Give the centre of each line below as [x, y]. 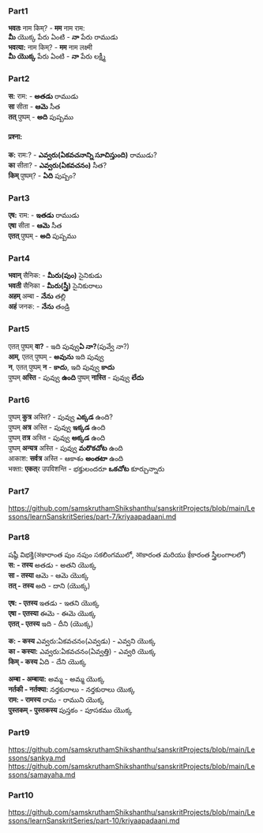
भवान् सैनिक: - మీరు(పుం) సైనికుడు [55, 276]
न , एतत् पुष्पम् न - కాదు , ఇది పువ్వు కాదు [62, 367]
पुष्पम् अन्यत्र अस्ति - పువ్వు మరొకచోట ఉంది [66, 448]
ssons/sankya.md [37, 758]
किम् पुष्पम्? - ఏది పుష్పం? [42, 175]
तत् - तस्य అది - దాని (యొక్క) [49, 585]
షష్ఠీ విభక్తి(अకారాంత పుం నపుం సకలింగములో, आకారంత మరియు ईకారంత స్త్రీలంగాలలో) [127, 554]
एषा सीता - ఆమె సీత [35, 226]
